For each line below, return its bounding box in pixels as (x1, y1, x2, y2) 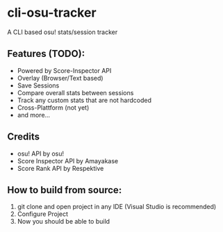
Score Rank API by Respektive (17, 164, 104, 172)
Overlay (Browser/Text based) (17, 74, 104, 82)
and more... (17, 110, 51, 119)
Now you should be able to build (17, 217, 110, 226)
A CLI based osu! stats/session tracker (7, 28, 118, 36)
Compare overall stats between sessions (17, 88, 134, 97)
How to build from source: (7, 184, 122, 196)
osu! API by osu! (17, 149, 65, 158)
